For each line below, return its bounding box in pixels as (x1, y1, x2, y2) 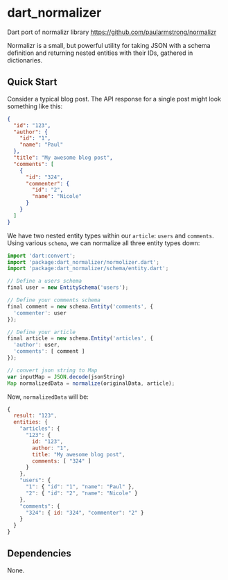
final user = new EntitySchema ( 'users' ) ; (7, 284, 129, 291)
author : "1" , (32, 445, 70, 451)
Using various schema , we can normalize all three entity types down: (7, 238, 200, 247)
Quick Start (7, 76, 58, 88)
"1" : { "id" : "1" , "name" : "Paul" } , (25, 483, 135, 490)
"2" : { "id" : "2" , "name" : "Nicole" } (25, 490, 138, 497)
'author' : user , (13, 342, 60, 349)
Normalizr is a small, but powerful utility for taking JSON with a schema (7, 41, 211, 49)
